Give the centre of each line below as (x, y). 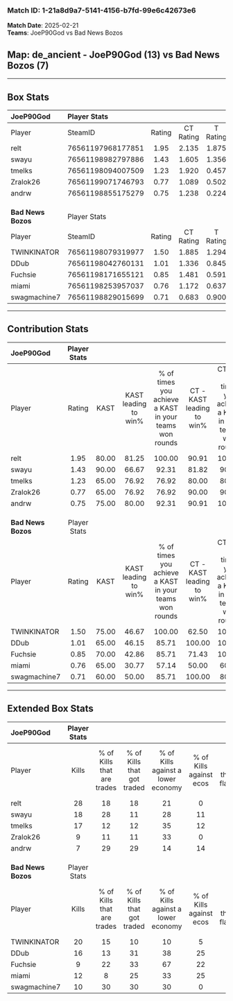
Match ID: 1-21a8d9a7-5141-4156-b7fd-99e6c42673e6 (102, 10)
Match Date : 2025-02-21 (43, 26)
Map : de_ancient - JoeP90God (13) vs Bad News (113, 54)
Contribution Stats (48, 329)
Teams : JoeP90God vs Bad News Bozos (65, 33)
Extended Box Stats (50, 709)
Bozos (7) (28, 66)
